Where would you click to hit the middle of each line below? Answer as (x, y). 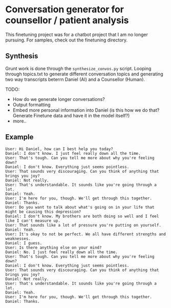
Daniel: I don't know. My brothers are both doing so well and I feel (82, 216)
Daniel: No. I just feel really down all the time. (61, 252)
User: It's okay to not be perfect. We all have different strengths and (86, 234)
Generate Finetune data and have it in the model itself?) (71, 115)
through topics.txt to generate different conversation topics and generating (84, 74)
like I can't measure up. (33, 221)
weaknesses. (18, 239)
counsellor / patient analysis (67, 20)
